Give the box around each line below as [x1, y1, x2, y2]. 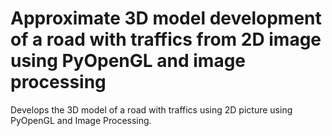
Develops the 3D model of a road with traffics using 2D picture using [10, 103, 293, 116]
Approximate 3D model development [10, 7, 322, 30]
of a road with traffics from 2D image [10, 28, 322, 51]
